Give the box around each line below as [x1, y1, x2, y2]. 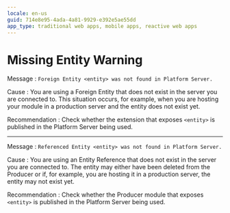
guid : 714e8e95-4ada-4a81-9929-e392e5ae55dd [7, 16, 136, 23]
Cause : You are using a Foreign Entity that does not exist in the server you [7, 88, 218, 96]
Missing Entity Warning [7, 52, 143, 68]
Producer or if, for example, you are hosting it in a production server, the [7, 170, 211, 178]
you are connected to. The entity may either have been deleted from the [7, 163, 211, 171]
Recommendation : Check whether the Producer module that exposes [7, 190, 204, 199]
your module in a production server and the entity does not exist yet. [7, 102, 201, 111]
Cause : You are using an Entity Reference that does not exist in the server [7, 156, 217, 164]
